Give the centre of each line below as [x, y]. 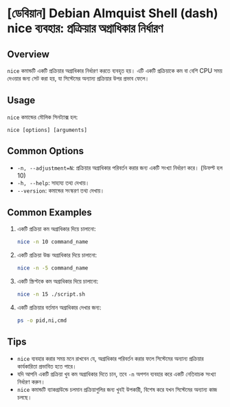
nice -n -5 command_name [53, 268]
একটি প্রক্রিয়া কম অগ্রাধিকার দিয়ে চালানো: [56, 229]
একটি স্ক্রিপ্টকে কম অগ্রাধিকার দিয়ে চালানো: [58, 281]
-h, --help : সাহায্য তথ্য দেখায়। [53, 183]
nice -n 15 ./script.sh [51, 294]
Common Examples [50, 213]
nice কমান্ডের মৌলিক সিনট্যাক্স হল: [43, 117]
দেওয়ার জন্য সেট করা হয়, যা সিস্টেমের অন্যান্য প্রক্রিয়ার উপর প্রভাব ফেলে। [78, 78]
